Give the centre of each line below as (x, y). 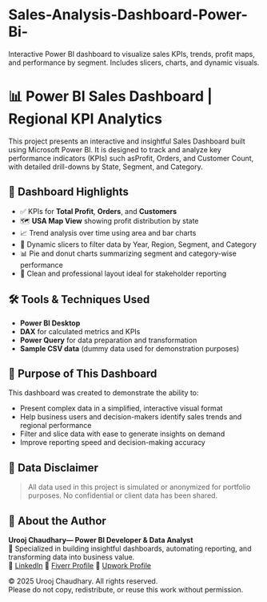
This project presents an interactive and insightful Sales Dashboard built (127, 141)
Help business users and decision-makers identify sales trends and (131, 417)
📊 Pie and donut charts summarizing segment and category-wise (128, 253)
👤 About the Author (57, 521)
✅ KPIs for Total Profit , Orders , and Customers (98, 211)
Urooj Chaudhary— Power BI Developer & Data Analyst (101, 539)
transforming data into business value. (72, 557)
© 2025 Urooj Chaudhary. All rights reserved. (83, 581)
